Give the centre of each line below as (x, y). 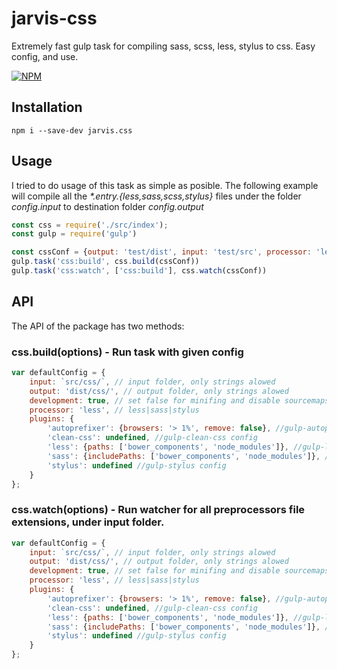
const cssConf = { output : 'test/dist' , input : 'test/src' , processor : (161, 252)
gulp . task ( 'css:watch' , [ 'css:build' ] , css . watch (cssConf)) (139, 271)
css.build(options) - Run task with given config (127, 352)
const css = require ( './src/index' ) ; (90, 225)
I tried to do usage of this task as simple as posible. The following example (165, 185)
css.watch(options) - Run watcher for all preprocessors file (158, 510)
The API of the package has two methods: (98, 326)
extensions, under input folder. (88, 522)
